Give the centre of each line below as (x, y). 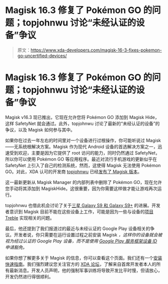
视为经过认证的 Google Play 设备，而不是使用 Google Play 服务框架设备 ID (81, 241)
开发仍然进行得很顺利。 (29, 276)
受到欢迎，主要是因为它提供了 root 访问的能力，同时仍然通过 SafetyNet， (85, 152)
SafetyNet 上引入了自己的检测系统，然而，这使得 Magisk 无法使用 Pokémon (83, 165)
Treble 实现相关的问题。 (30, 217)
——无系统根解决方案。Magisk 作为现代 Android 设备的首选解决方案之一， (82, 146)
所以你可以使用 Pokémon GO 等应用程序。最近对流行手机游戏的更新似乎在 (81, 159)
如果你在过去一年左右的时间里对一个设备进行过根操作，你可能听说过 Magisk (83, 140)
